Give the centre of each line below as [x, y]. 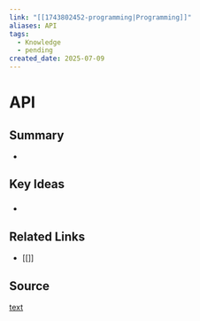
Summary [37, 135]
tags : [19, 34]
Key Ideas [37, 184]
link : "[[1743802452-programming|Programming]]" [100, 17]
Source [30, 286]
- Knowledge [39, 42]
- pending [35, 51]
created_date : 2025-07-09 [57, 59]
